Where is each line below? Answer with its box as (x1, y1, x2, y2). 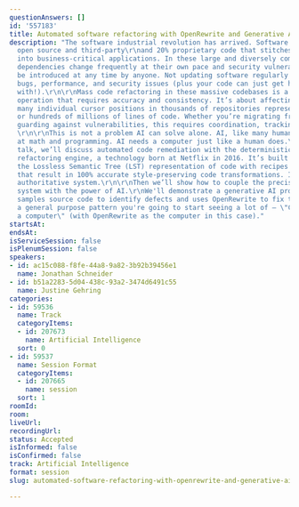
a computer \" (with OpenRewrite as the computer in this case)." (17, 211, 265, 221)
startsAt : (9, 220, 46, 229)
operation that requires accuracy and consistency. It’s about (17, 95, 256, 105)
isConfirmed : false (9, 451, 82, 461)
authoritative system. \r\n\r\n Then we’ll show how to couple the (17, 179, 265, 188)
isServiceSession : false (9, 237, 101, 245)
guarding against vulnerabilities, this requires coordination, (17, 121, 261, 130)
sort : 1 (17, 393, 46, 403)
